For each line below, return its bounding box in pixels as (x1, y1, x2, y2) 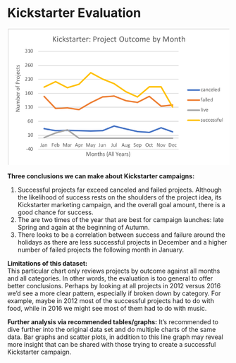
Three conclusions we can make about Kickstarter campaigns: (7, 171, 195, 180)
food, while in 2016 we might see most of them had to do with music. (7, 304, 207, 312)
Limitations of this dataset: (7, 259, 88, 267)
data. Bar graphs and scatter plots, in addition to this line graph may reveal (7, 333, 223, 341)
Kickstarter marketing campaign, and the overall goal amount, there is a (17, 200, 225, 209)
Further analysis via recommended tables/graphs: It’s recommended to (7, 317, 218, 326)
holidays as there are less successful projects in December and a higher (17, 238, 228, 246)
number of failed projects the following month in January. (17, 245, 185, 254)
